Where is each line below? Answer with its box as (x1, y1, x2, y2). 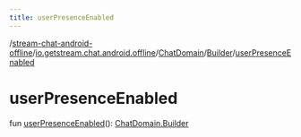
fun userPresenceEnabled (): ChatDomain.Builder (9, 117, 190, 128)
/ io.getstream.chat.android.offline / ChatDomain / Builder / (32, 47, 236, 58)
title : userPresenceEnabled (9, 13, 115, 22)
